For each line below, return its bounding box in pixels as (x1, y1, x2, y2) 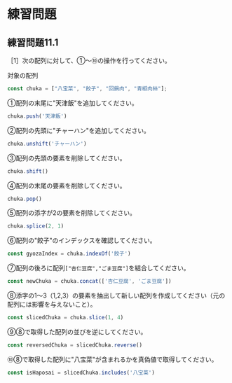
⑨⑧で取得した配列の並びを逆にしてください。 (7, 327, 147, 336)
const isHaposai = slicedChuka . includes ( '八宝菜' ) (7, 369, 156, 376)
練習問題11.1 (7, 36, 59, 48)
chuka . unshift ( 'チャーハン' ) (7, 140, 87, 147)
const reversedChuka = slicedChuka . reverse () (7, 341, 142, 349)
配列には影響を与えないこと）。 (7, 300, 97, 308)
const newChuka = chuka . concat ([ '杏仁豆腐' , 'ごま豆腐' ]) (7, 278, 172, 285)
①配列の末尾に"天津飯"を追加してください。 (7, 99, 138, 107)
